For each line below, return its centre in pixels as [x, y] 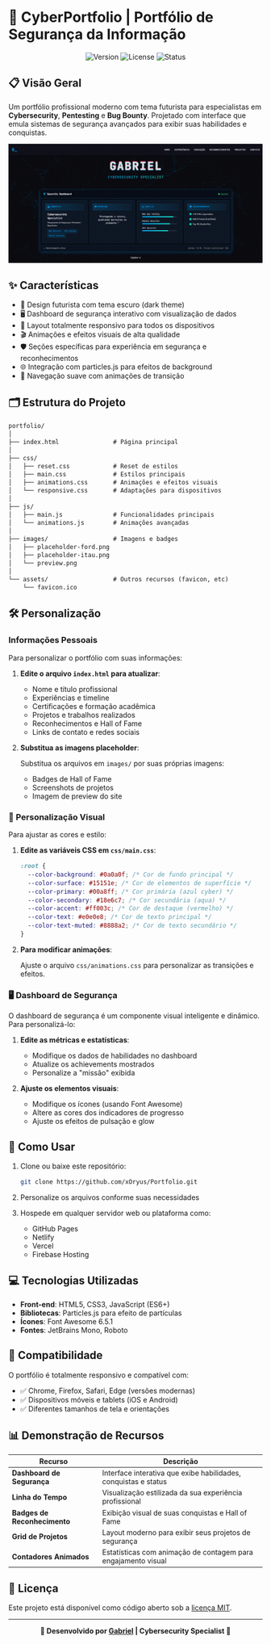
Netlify [43, 1237]
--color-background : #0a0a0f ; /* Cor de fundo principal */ [131, 874]
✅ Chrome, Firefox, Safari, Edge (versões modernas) [108, 1390]
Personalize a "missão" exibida [83, 1073]
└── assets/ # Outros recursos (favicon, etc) [119, 580]
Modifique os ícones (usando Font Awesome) [107, 1104]
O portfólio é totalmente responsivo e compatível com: [99, 1375]
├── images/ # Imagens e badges [94, 539]
